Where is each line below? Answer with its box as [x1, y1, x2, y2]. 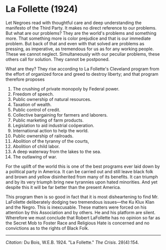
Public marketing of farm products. [12, 117, 84, 123]
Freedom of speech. [12, 91, 54, 97]
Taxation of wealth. [12, 101, 52, 107]
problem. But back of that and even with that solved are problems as [5, 40, 145, 46]
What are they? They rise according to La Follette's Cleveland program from [5, 65, 160, 72]
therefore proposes [5, 76, 45, 82]
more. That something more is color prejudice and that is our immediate [5, 35, 151, 41]
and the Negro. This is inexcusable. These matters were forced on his [5, 204, 147, 210]
